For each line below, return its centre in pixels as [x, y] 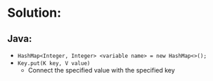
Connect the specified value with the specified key [102, 70]
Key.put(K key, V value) [54, 64]
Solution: [34, 13]
